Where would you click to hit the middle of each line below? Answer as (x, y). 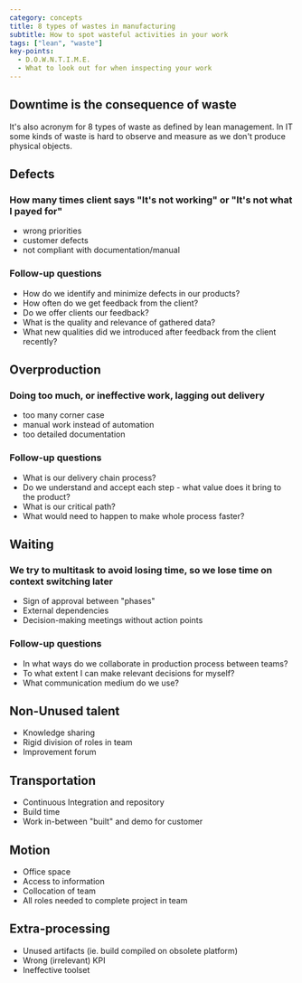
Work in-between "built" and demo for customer (113, 822)
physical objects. (41, 146)
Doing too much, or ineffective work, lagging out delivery (137, 395)
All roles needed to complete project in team (105, 901)
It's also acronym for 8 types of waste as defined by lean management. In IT (151, 127)
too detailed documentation (74, 434)
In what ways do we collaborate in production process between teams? (155, 663)
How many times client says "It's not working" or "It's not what (151, 200)
